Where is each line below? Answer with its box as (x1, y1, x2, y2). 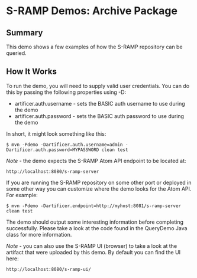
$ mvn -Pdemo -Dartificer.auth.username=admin (6, 142, 123, 148)
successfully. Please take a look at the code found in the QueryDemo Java (6, 224, 188, 231)
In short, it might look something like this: (6, 130, 106, 137)
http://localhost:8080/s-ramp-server (6, 168, 99, 175)
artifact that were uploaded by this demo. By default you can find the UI (6, 248, 181, 256)
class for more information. (6, 231, 72, 238)
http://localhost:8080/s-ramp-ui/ (6, 266, 92, 272)
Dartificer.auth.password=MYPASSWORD (6, 146, 99, 153)
